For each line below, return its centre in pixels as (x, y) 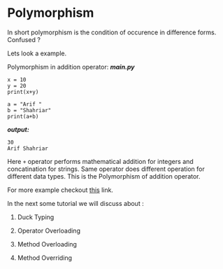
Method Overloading (47, 244)
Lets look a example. (37, 53)
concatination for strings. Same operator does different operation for (106, 169)
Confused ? (24, 39)
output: (18, 129)
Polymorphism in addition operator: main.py (71, 67)
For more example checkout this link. (60, 190)
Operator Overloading (49, 230)
